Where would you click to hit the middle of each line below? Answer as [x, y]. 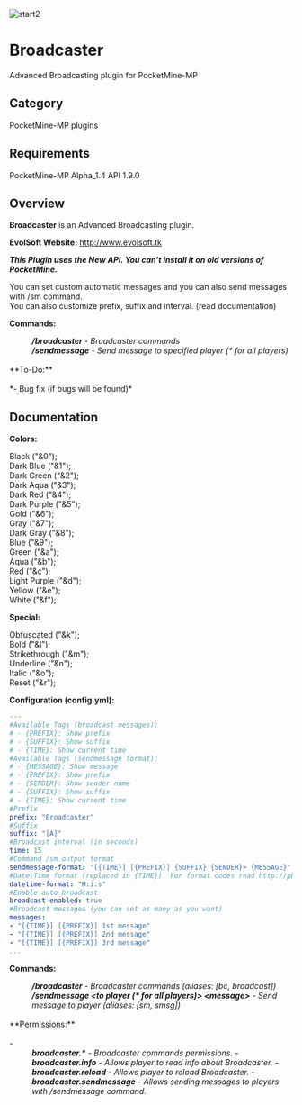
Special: [25, 618]
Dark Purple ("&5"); [45, 504]
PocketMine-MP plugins [54, 125]
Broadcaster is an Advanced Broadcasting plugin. [102, 225]
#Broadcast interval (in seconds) [74, 842]
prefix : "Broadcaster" [52, 817]
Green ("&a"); [34, 552]
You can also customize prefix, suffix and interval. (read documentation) [143, 306]
